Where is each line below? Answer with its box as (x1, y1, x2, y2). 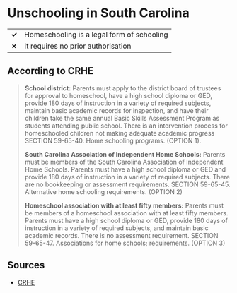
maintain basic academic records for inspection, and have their (24, 106, 209, 114)
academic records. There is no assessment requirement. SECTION (24, 231, 219, 239)
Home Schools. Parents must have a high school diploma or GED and (24, 165, 226, 174)
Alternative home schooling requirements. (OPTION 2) (24, 187, 183, 196)
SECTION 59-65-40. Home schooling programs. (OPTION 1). (24, 136, 202, 145)
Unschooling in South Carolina (7, 5, 190, 21)
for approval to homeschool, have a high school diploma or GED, (24, 91, 213, 100)
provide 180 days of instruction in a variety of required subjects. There (24, 172, 230, 181)
